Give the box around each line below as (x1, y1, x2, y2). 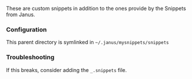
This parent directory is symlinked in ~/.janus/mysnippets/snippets (6, 39, 169, 46)
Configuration (6, 26, 47, 34)
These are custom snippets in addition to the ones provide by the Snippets (6, 5, 186, 12)
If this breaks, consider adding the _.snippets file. (6, 66, 127, 73)
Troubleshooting (6, 53, 55, 62)
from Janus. (6, 11, 35, 18)
